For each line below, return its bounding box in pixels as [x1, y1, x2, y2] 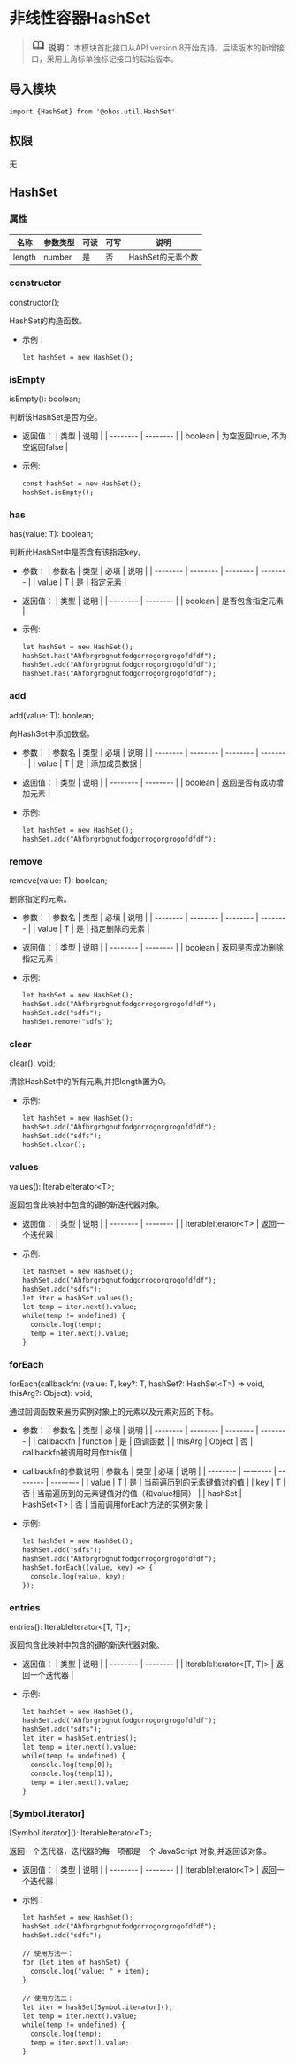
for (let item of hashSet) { [21, 1959, 130, 1967]
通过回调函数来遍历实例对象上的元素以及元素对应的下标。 [9, 1406, 218, 1416]
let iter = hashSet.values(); [21, 1293, 134, 1302]
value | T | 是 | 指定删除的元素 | [37, 923, 150, 934]
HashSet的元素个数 [128, 252, 199, 262]
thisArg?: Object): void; [9, 1387, 93, 1398]
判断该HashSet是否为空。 [9, 412, 102, 423]
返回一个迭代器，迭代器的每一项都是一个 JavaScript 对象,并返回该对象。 [9, 1846, 272, 1857]
